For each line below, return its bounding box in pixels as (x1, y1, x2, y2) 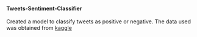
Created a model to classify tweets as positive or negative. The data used (6, 18, 191, 25)
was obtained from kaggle (6, 24, 72, 32)
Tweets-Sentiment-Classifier (6, 5, 82, 12)
